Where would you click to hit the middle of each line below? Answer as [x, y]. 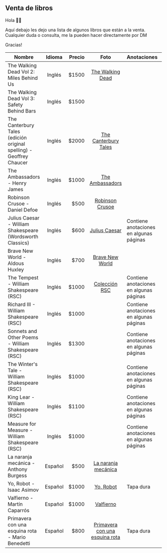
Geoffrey [18, 156]
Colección [106, 284]
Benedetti [19, 543]
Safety [15, 105]
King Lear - [21, 397]
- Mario [17, 537]
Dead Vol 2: [21, 72]
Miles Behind [23, 78]
